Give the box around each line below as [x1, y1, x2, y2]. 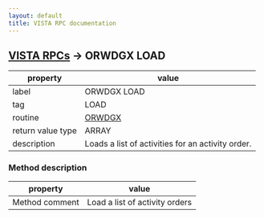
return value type [12, 125, 78, 136]
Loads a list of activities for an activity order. [84, 138, 252, 149]
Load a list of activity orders [87, 196, 193, 208]
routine [12, 112, 39, 123]
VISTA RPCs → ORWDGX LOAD [8, 49, 166, 63]
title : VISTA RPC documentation [8, 19, 116, 27]
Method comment [12, 196, 79, 208]
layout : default [8, 11, 63, 20]
